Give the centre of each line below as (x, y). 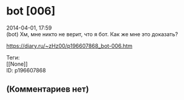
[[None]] (17, 64)
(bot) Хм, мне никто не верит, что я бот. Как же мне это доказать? (92, 34)
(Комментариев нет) (48, 89)
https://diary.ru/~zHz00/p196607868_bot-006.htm (69, 46)
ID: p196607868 (26, 70)
